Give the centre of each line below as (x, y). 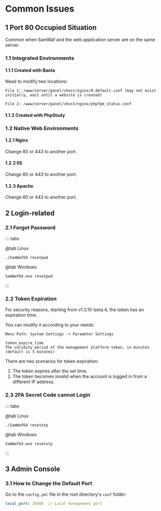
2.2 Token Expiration (31, 299)
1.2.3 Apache (19, 186)
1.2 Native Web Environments (42, 128)
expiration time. (21, 315)
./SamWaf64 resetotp (27, 425)
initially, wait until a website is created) (54, 95)
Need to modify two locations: (36, 81)
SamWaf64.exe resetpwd (29, 276)
